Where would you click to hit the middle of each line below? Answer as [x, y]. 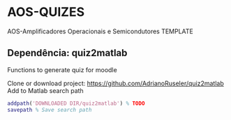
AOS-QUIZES [46, 12]
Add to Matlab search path [45, 90]
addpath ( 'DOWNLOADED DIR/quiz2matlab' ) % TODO [76, 103]
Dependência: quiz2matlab [67, 53]
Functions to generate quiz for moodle [62, 69]
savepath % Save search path [50, 110]
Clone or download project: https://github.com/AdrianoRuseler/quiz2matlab [116, 83]
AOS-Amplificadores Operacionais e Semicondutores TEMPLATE [100, 31]
